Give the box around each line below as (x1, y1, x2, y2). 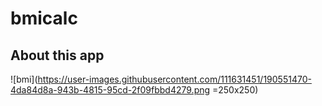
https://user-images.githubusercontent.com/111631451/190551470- (37, 73, 312, 85)
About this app (10, 47, 105, 64)
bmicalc (10, 7, 78, 30)
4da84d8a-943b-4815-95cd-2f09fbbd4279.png (10, 84, 211, 96)
